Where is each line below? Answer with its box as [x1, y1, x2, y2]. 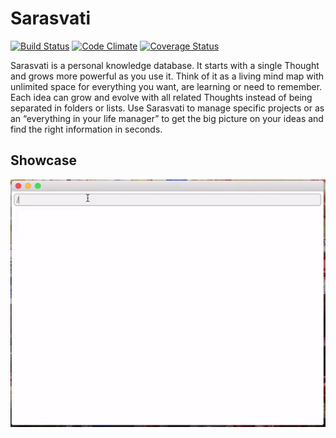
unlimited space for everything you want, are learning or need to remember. [10, 80, 323, 92]
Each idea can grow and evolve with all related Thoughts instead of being [10, 91, 313, 103]
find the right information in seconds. [10, 123, 163, 135]
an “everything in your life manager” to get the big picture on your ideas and [10, 112, 324, 124]
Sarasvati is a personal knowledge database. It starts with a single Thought [10, 59, 320, 71]
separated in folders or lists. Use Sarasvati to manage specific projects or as [10, 102, 325, 114]
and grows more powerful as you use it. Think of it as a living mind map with [10, 70, 325, 82]
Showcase [10, 152, 78, 169]
